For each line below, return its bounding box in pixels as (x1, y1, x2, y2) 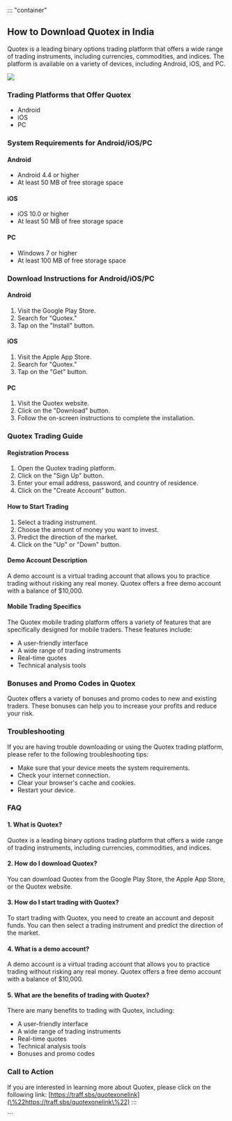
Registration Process (7, 448, 70, 456)
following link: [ (7, 1090, 51, 1099)
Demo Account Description (7, 556, 88, 565)
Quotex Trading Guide (7, 431, 84, 441)
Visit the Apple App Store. (17, 352, 92, 361)
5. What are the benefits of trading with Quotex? (7, 990, 150, 999)
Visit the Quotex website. (17, 399, 89, 408)
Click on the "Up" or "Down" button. (17, 540, 121, 549)
